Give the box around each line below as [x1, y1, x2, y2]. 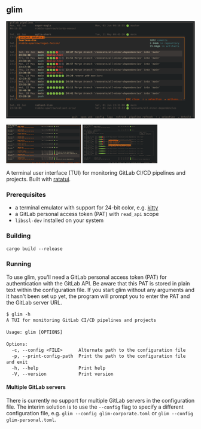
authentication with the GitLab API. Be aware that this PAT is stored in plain [6, 279, 190, 287]
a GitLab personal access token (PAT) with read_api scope [14, 210, 159, 217]
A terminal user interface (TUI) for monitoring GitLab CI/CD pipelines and [6, 169, 185, 176]
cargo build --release [6, 246, 63, 252]
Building [6, 232, 31, 240]
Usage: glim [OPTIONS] [6, 329, 63, 335]
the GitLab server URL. [6, 299, 63, 306]
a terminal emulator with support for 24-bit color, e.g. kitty [14, 203, 159, 211]
